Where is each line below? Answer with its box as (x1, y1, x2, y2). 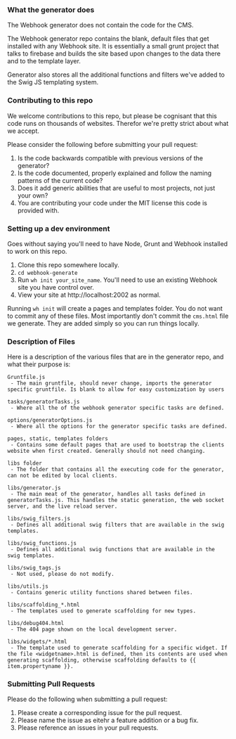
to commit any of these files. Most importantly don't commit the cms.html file (7, 311, 229, 320)
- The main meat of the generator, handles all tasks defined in (10, 491, 206, 498)
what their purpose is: (7, 360, 71, 368)
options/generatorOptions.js (7, 417, 93, 424)
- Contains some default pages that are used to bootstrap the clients (10, 442, 225, 449)
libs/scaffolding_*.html (7, 601, 80, 609)
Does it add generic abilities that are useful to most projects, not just (17, 184, 216, 192)
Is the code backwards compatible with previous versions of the (17, 153, 204, 162)
